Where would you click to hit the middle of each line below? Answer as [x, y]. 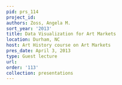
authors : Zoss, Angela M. [38, 23]
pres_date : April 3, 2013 [38, 51]
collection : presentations [40, 73]
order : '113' [22, 67]
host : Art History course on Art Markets [59, 45]
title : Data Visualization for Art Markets [61, 34]
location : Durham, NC [33, 40]
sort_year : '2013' [29, 28]
